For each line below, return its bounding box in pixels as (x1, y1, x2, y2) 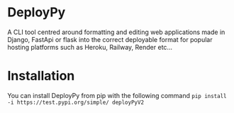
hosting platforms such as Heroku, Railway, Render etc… (7, 43, 172, 51)
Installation (7, 68, 75, 84)
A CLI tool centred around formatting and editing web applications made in (7, 28, 225, 36)
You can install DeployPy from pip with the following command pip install (7, 91, 227, 99)
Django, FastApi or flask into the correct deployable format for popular (7, 35, 213, 43)
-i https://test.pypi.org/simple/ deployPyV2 (7, 99, 144, 106)
